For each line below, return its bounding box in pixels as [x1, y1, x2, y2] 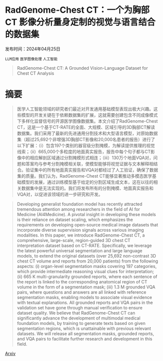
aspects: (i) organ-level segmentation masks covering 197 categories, [17, 263, 157, 269]
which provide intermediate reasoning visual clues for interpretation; [17, 268, 154, 274]
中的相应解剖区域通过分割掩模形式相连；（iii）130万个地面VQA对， [21, 155, 154, 160]
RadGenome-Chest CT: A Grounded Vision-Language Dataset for [17, 65, 148, 71]
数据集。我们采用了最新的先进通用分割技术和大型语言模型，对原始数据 [17, 130, 158, 136]
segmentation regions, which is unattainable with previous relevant [17, 325, 151, 331]
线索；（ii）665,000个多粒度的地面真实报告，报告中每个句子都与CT [17, 148, 151, 154]
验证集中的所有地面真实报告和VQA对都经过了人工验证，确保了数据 [25, 167, 158, 173]
